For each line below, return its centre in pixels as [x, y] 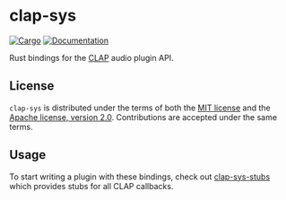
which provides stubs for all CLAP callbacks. [91, 186]
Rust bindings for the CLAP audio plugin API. [91, 57]
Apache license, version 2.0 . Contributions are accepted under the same [143, 117]
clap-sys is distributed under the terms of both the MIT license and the [140, 108]
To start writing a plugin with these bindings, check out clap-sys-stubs [140, 177]
